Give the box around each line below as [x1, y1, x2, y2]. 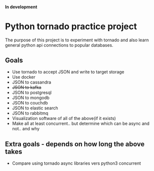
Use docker [12, 74, 35, 80]
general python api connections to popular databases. [5, 42, 113, 48]
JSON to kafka [12, 85, 42, 90]
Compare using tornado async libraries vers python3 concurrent [12, 160, 141, 166]
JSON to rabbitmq [12, 110, 49, 116]
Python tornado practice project [5, 21, 137, 32]
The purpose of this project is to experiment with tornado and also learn [5, 37, 149, 43]
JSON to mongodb [12, 95, 50, 101]
